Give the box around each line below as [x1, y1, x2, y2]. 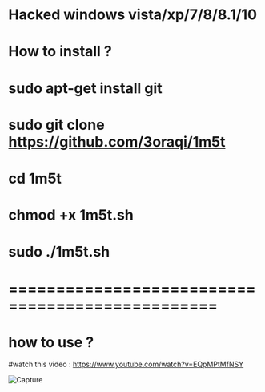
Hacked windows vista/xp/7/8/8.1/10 [8, 6, 258, 24]
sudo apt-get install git [8, 79, 163, 97]
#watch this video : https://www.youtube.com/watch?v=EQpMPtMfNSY [8, 359, 244, 370]
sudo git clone [8, 115, 106, 134]
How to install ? [8, 42, 112, 61]
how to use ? [8, 333, 94, 351]
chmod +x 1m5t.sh [8, 206, 134, 224]
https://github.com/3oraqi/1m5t [8, 132, 226, 151]
